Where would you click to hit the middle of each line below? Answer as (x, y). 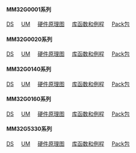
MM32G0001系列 (29, 9)
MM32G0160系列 (29, 99)
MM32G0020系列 (29, 39)
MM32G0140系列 (29, 69)
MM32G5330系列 (29, 129)
